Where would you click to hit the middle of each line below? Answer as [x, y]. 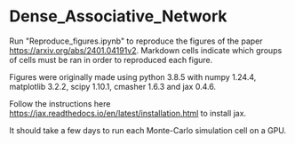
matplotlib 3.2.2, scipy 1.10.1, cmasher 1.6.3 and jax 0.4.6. [112, 86]
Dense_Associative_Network [119, 16]
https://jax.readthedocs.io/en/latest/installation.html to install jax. [128, 113]
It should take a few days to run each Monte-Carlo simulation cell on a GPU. [148, 130]
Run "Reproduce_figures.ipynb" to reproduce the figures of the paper [136, 41]
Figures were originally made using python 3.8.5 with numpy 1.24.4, [133, 76]
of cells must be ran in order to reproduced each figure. [111, 60]
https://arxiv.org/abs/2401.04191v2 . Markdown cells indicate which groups [146, 50]
